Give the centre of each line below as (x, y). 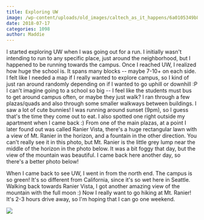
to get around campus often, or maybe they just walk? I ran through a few (98, 97)
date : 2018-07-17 (28, 23)
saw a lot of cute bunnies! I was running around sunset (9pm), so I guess (97, 110)
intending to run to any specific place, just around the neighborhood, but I (99, 58)
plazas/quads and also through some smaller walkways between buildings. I (101, 103)
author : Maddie (25, 35)
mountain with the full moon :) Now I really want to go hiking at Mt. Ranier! (99, 193)
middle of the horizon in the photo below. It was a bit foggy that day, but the (101, 149)
